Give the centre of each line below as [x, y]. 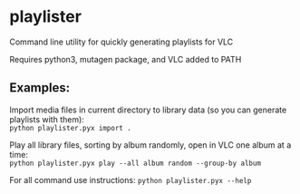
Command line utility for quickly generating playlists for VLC [121, 42]
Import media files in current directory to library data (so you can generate [148, 110]
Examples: [40, 88]
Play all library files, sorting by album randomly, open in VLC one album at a [150, 145]
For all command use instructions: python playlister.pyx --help [131, 179]
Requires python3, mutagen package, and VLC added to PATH [126, 59]
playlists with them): [47, 119]
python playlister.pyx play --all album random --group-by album [135, 163]
